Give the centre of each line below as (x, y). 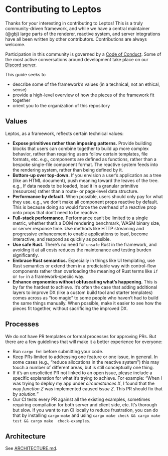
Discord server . (21, 65)
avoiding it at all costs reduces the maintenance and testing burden (82, 250)
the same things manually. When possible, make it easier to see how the (87, 303)
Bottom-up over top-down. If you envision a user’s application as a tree (87, 175)
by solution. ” (26, 394)
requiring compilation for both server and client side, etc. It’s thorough (85, 404)
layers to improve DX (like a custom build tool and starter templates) (82, 292)
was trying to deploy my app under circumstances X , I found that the (83, 383)
